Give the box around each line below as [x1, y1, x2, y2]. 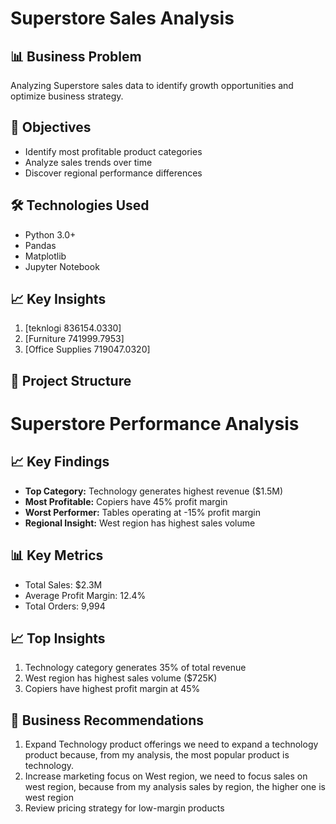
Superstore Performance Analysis [10, 413, 300, 436]
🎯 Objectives [10, 119, 92, 136]
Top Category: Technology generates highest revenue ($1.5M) [24, 485, 284, 497]
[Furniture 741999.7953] [24, 333, 125, 345]
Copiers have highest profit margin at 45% [24, 683, 201, 695]
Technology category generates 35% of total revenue [24, 662, 247, 674]
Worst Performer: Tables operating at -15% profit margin [24, 506, 261, 518]
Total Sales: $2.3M [24, 578, 103, 591]
